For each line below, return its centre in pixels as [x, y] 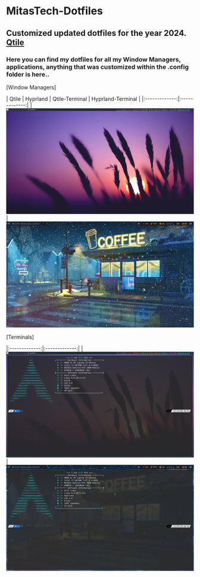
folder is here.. [28, 74]
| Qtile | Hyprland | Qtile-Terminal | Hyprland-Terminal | [74, 99]
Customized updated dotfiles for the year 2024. [96, 33]
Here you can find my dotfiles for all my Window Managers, [93, 59]
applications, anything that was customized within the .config [98, 67]
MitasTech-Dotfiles [54, 11]
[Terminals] [20, 337]
